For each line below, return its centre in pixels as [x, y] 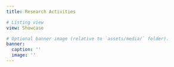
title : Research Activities [41, 12]
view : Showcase [25, 28]
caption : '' [27, 50]
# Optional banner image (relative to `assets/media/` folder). [88, 39]
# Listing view [25, 22]
